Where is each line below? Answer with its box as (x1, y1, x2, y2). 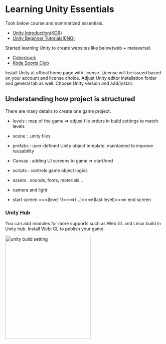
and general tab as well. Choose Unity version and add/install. (5, 80, 133, 86)
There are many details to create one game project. (5, 108, 111, 114)
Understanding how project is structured (5, 95, 135, 103)
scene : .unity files (12, 133, 51, 139)
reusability (12, 148, 34, 154)
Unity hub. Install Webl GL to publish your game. (5, 226, 105, 232)
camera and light (12, 187, 48, 193)
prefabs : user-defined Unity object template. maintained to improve (12, 142, 153, 148)
